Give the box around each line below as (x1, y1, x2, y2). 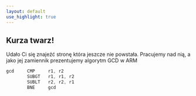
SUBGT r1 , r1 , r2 (27, 74, 75, 80)
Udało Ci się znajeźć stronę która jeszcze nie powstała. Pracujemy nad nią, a (6, 51, 191, 58)
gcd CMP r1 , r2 (6, 68, 64, 74)
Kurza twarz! (6, 35, 54, 45)
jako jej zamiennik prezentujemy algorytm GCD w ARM (6, 57, 137, 64)
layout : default (6, 8, 46, 15)
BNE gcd (27, 84, 57, 90)
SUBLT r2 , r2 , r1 (27, 79, 75, 85)
